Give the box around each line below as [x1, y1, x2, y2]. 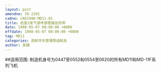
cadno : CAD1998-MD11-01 [5, 16, 53, 21]
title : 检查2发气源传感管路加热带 [5, 20, 66, 25]
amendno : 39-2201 [5, 12, 40, 16]
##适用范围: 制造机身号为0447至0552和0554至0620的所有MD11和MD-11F [5, 56, 152, 62]
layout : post [5, 7, 31, 12]
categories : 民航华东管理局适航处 [5, 38, 67, 43]
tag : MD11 [5, 34, 25, 39]
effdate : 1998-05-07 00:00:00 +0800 [5, 29, 79, 34]
